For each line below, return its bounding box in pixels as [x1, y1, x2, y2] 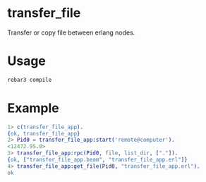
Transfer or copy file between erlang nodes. [7, 28, 135, 37]
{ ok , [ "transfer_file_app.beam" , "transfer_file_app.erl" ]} [7, 157, 188, 164]
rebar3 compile [7, 76, 52, 83]
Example [7, 100, 59, 116]
